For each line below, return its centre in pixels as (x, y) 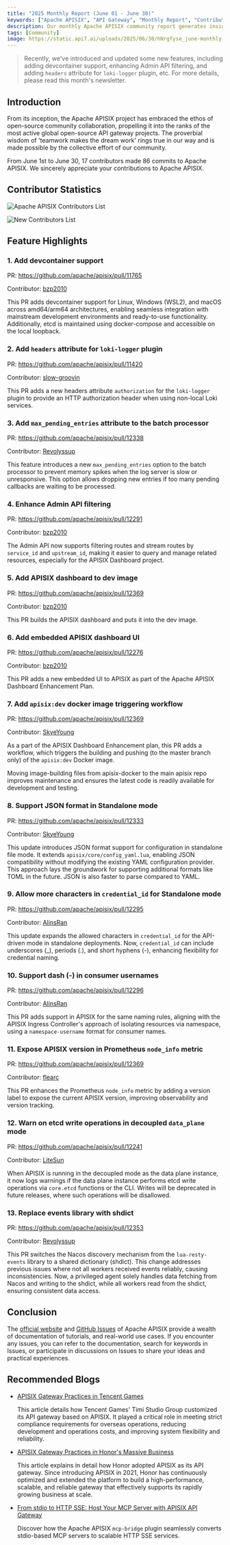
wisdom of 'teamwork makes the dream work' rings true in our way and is (111, 140)
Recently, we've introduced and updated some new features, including (123, 58)
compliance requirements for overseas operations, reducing (102, 1424)
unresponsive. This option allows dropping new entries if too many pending (113, 479)
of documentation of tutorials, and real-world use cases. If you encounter (111, 1336)
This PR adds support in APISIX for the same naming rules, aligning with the (114, 1017)
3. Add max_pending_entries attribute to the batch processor (108, 423)
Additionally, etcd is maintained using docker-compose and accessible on (111, 324)
